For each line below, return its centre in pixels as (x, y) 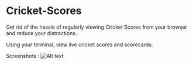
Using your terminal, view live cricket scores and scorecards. (80, 45)
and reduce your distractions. (42, 33)
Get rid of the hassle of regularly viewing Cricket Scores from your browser (97, 27)
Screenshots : (23, 56)
